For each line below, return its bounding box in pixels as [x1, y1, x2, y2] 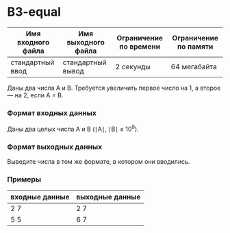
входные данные [10, 193, 70, 202]
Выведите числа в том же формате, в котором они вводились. [7, 158, 190, 166]
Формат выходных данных [7, 142, 103, 151]
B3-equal [7, 4, 62, 20]
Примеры [7, 175, 42, 184]
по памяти [177, 42, 214, 51]
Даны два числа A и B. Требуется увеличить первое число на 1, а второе [7, 84, 221, 92]
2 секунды [115, 62, 151, 71]
